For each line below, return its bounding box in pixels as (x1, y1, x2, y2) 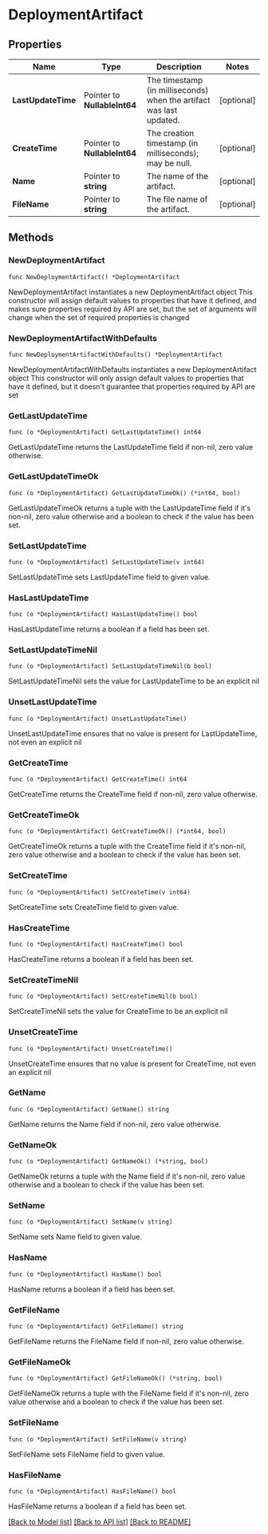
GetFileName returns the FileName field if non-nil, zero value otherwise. (8, 1336, 245, 1346)
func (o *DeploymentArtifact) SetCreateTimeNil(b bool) (8, 992, 198, 1001)
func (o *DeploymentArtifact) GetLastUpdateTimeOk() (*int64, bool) (8, 489, 241, 497)
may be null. (146, 158, 192, 169)
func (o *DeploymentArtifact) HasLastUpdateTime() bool (8, 611, 198, 619)
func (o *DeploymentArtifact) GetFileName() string (8, 1323, 183, 1331)
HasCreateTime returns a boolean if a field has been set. (8, 954, 194, 963)
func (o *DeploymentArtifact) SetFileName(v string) (8, 1435, 187, 1444)
